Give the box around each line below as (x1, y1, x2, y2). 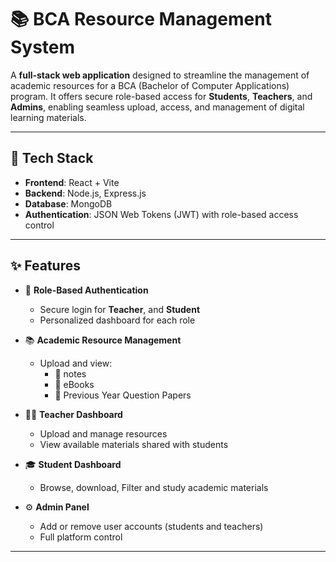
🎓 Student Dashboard (24, 458, 122, 470)
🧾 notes (54, 367, 87, 380)
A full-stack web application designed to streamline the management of (10, 69, 310, 81)
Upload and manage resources (39, 427, 168, 440)
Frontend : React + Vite (24, 176, 120, 188)
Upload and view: (39, 357, 113, 369)
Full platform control (39, 531, 123, 543)
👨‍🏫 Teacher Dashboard (24, 408, 123, 420)
